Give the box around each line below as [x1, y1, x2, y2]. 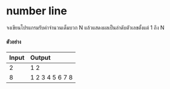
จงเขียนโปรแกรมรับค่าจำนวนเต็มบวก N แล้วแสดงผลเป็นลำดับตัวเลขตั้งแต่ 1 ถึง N [6, 24, 165, 31]
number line [6, 4, 68, 18]
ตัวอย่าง [6, 38, 22, 45]
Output [30, 54, 51, 62]
